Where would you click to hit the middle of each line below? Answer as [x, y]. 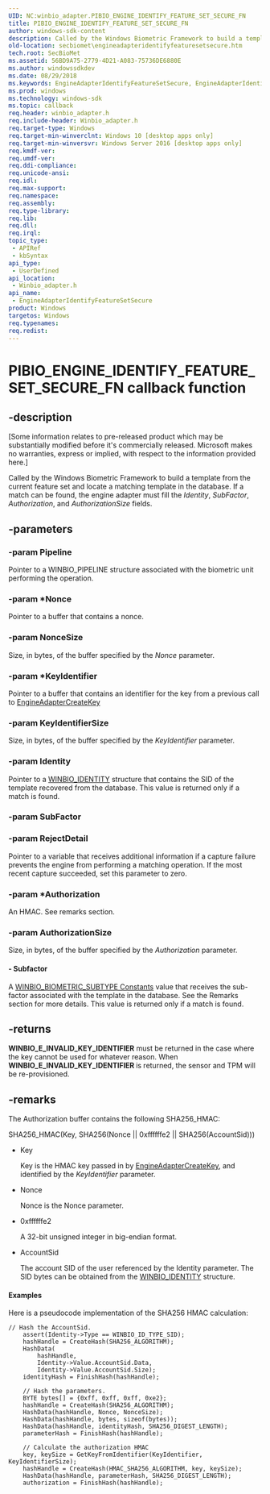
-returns [30, 1029]
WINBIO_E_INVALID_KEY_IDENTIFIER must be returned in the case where [131, 1048]
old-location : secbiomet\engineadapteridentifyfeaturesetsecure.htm [125, 46]
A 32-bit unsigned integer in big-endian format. [98, 1237]
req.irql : [25, 233]
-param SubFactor [45, 817]
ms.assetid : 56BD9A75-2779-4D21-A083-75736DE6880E [95, 61]
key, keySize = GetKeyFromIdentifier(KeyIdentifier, [113, 1455]
